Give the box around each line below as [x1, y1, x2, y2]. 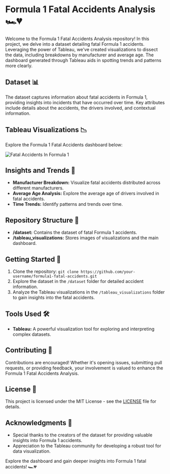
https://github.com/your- [80, 269, 135, 274]
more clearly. [5, 62, 33, 69]
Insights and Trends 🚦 [5, 166, 76, 175]
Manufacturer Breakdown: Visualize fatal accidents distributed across [12, 179, 161, 186]
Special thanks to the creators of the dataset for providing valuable [12, 432, 153, 438]
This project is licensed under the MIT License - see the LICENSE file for [5, 398, 156, 404]
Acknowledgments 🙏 [5, 418, 73, 427]
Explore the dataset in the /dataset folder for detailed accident [12, 278, 144, 284]
